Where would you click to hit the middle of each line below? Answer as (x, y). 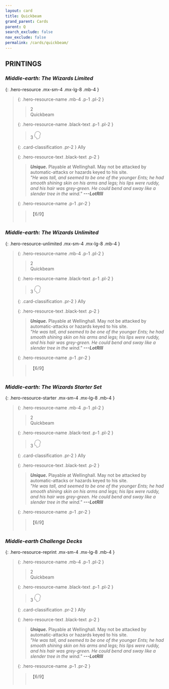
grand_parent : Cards (27, 21)
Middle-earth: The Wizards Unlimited (52, 233)
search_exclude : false (29, 32)
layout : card (19, 11)
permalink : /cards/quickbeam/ (37, 43)
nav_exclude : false (26, 37)
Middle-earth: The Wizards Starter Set (53, 387)
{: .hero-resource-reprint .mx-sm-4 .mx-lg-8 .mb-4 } (60, 552)
